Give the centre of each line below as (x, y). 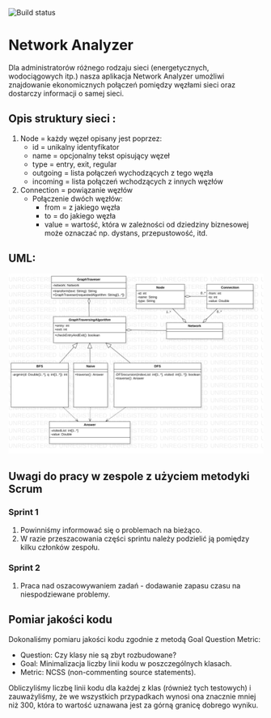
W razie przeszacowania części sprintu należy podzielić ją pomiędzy (135, 538)
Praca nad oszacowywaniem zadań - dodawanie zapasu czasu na (130, 585)
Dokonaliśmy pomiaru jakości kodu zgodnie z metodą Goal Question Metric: (135, 639)
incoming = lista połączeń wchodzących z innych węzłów (128, 181)
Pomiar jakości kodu (61, 620)
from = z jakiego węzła (82, 207)
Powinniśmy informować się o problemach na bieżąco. (111, 529)
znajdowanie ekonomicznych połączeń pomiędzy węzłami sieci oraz (122, 84)
